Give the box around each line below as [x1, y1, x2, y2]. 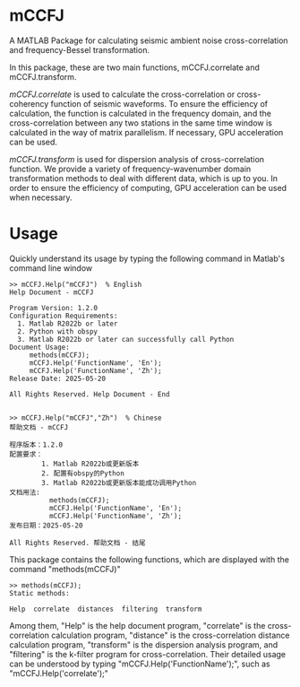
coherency [9, 98, 49, 109]
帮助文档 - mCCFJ [9, 422, 69, 431]
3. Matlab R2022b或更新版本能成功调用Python [41, 478, 197, 487]
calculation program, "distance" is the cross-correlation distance [50, 630, 290, 640]
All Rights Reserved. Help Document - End [9, 389, 170, 399]
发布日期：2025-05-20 [9, 521, 83, 530]
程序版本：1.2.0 [9, 440, 64, 449]
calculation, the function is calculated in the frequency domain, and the [9, 108, 271, 118]
